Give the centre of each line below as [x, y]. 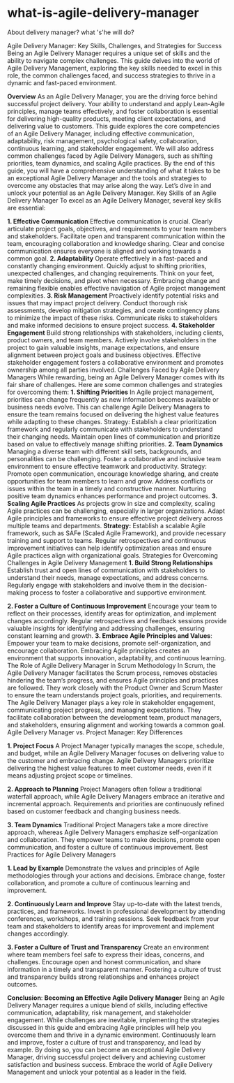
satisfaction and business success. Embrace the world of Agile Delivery [110, 1064]
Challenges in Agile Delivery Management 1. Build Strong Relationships [110, 562]
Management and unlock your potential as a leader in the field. [97, 1072]
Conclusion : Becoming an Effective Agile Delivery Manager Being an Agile [116, 998]
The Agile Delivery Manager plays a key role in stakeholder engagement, [111, 702]
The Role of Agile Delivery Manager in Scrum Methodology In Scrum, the [111, 665]
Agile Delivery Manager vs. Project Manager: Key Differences [95, 732]
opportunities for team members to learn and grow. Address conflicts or [110, 481]
